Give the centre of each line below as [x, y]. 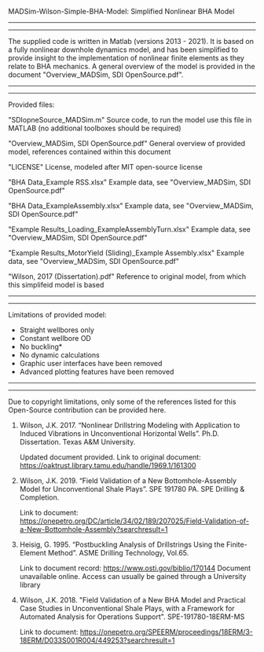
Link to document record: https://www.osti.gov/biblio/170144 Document [135, 568]
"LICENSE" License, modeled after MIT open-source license [105, 167]
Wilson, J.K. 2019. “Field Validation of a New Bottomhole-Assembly [128, 481]
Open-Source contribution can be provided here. [87, 410]
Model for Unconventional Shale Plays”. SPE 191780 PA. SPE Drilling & [132, 489]
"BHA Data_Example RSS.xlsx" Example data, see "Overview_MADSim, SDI [130, 182]
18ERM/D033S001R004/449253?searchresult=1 [97, 640]
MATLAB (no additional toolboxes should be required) [95, 128]
